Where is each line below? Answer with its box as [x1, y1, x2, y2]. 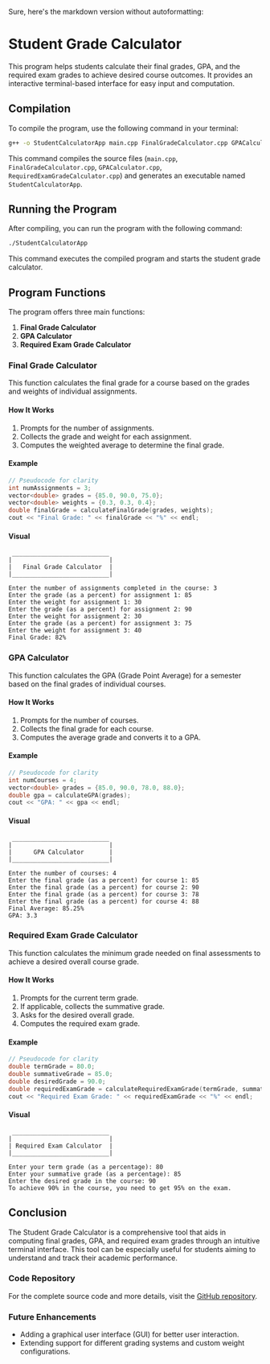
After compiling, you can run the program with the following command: [8, 224, 243, 233]
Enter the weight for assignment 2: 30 [8, 612, 142, 620]
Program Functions [8, 286, 106, 299]
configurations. [19, 1347, 71, 1357]
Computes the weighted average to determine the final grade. [19, 440, 225, 450]
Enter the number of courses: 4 [8, 869, 117, 877]
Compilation [8, 102, 71, 116]
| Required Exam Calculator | [8, 1142, 113, 1150]
